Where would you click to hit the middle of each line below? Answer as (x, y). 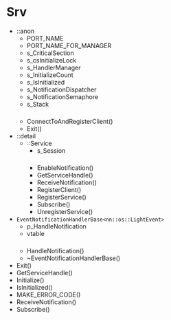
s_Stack (38, 104)
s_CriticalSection (50, 53)
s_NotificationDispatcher (61, 89)
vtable (36, 233)
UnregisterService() (65, 211)
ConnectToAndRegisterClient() (70, 121)
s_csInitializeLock (52, 60)
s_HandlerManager (54, 67)
